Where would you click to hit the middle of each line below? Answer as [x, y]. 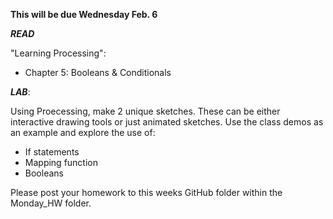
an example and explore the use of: [83, 132]
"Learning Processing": [58, 53]
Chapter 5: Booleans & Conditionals [98, 72]
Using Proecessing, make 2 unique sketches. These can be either [145, 111]
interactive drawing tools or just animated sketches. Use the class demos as [167, 122]
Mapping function [61, 162]
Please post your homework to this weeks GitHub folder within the [146, 192]
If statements [52, 152]
